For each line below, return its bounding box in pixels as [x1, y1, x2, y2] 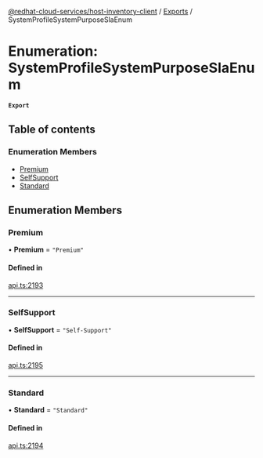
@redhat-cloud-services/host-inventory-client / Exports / [8, 7, 193, 16]
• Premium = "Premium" [8, 245, 85, 254]
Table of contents [8, 123, 95, 136]
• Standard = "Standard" [8, 405, 88, 415]
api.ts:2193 [8, 280, 44, 289]
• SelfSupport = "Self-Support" [8, 325, 112, 334]
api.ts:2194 [8, 441, 44, 450]
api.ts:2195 [8, 361, 43, 370]
